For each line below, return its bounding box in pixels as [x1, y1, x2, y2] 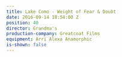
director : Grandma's [6, 25, 58, 31]
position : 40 [6, 20, 39, 26]
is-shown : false [6, 42, 47, 48]
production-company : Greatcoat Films [6, 31, 100, 37]
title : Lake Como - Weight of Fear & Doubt [6, 8, 117, 15]
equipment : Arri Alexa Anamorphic [6, 36, 93, 42]
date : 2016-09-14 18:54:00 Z [6, 14, 79, 20]
